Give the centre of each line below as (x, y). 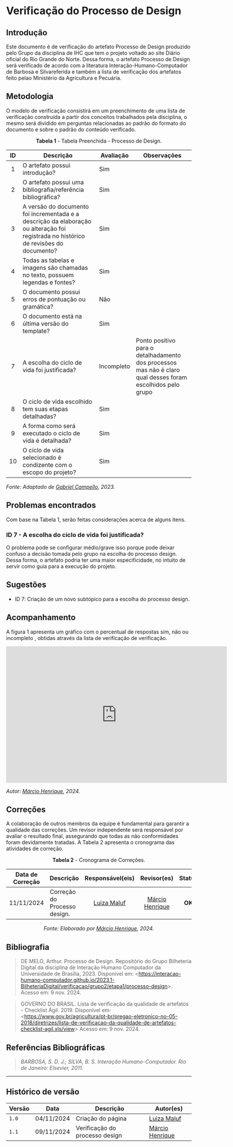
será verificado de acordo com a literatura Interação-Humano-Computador (97, 65)
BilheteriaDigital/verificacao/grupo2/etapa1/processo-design (94, 986)
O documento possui (51, 291)
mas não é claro (158, 370)
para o (145, 347)
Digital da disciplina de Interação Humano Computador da (91, 967)
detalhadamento (158, 355)
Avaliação (114, 155)
